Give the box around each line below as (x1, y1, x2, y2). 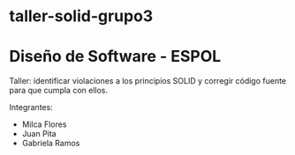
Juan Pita (21, 129, 57, 139)
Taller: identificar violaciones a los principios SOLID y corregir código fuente (9, 76, 287, 86)
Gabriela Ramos (21, 138, 80, 149)
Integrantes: (9, 102, 53, 113)
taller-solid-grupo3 (9, 6, 154, 26)
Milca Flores (21, 119, 67, 129)
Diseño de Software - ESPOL (9, 47, 222, 67)
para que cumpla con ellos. (9, 85, 109, 96)
